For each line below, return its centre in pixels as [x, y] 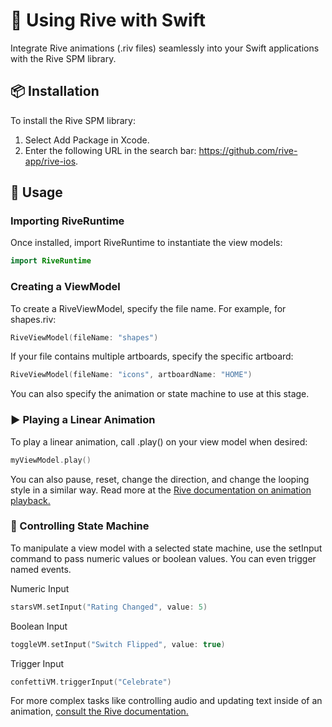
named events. [41, 569]
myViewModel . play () [51, 460]
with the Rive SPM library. [63, 58]
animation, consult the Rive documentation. [99, 711]
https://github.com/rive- [248, 150]
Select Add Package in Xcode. [87, 140]
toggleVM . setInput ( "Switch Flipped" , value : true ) [118, 644]
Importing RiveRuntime [67, 221]
